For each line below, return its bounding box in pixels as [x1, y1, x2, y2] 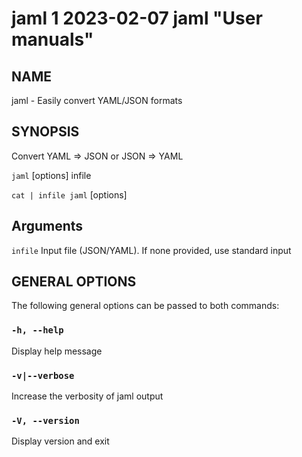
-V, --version [11, 415, 80, 426]
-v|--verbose [11, 370, 75, 381]
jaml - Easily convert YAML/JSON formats [11, 95, 183, 106]
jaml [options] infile [11, 169, 92, 181]
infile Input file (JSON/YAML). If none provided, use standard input [11, 244, 292, 256]
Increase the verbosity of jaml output [11, 390, 164, 402]
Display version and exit [11, 435, 110, 447]
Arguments [11, 218, 84, 235]
